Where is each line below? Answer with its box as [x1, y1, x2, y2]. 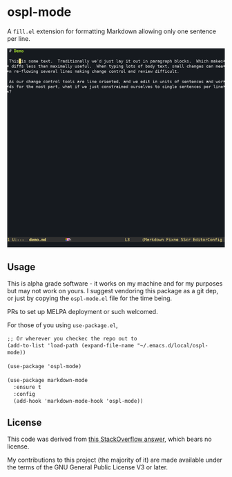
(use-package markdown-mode [7, 377, 88, 384]
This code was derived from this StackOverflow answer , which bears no [7, 435, 212, 443]
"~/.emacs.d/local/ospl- [137, 342, 209, 349]
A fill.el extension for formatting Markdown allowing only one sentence [7, 27, 216, 35]
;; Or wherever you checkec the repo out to [7, 336, 137, 342]
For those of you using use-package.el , [7, 321, 118, 329]
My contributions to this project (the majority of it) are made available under [7, 456, 223, 464]
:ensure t [13, 384, 41, 391]
